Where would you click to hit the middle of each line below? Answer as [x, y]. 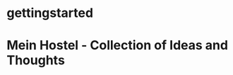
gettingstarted [50, 13]
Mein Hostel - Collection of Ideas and [118, 46]
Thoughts [36, 60]
